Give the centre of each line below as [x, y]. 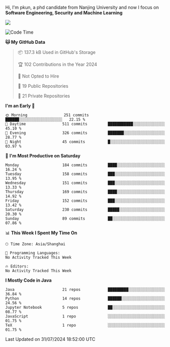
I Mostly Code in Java [29, 280]
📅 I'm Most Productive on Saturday [43, 156]
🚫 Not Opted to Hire [38, 76]
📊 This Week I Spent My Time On [41, 233]
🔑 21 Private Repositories [44, 96]
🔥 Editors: [17, 266]
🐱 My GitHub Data [25, 42]
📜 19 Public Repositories [43, 86]
